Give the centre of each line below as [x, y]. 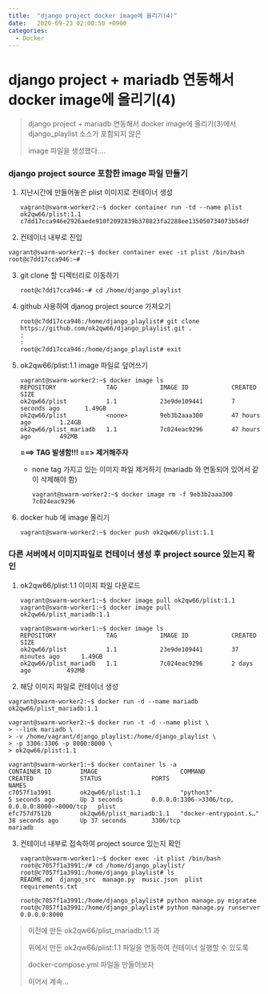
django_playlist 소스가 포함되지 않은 [84, 134]
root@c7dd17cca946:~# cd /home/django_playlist [100, 291]
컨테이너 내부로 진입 [51, 238]
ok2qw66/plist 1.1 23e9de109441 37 [129, 649]
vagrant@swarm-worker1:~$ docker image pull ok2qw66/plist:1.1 [128, 600]
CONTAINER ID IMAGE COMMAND [107, 772]
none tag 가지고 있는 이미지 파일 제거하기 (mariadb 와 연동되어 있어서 [141, 470]
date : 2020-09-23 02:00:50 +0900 [68, 23]
